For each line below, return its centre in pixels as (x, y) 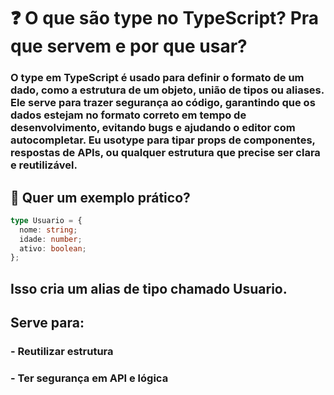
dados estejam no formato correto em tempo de (128, 115)
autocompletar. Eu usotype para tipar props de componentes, (163, 140)
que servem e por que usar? (129, 46)
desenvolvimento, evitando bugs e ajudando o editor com (153, 128)
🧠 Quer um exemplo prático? (100, 197)
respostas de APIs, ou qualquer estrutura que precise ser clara (165, 153)
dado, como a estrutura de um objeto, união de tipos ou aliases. (167, 90)
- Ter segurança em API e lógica (89, 378)
